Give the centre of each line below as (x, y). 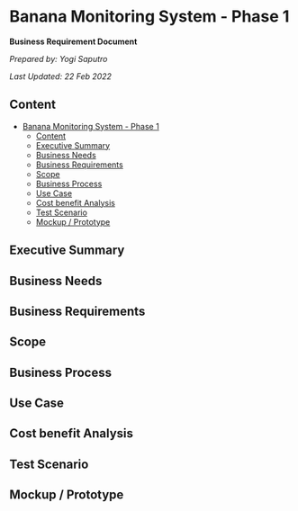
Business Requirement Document (73, 41)
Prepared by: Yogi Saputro (59, 58)
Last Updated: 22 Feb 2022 (61, 76)
